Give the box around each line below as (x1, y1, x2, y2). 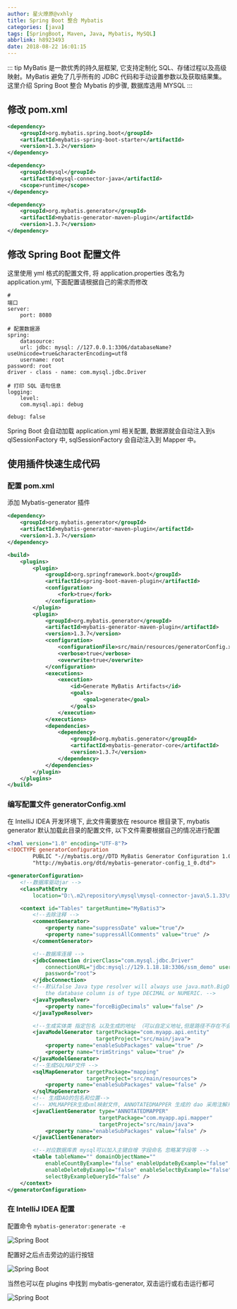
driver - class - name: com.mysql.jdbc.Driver (7, 368, 147, 375)
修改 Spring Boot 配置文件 (7, 249, 121, 261)
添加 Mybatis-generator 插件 (7, 498, 90, 507)
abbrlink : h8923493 (7, 37, 65, 44)
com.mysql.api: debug (20, 401, 83, 408)
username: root (20, 356, 65, 363)
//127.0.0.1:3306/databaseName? (76, 344, 172, 351)
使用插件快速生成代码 (7, 458, 100, 470)
